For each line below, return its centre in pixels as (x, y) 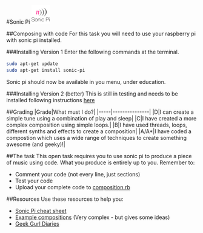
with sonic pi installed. (34, 40)
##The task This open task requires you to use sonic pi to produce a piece (99, 156)
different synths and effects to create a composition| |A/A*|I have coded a (99, 131)
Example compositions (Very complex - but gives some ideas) (92, 217)
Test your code (34, 181)
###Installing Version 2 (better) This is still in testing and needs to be (92, 94)
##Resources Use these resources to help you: (65, 199)
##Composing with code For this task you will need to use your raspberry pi (101, 33)
